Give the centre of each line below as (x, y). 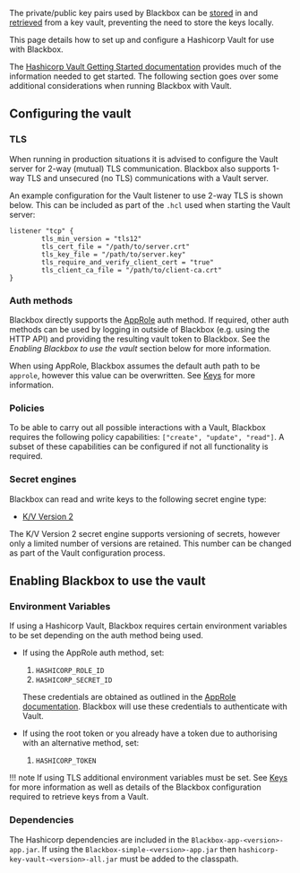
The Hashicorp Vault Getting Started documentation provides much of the (146, 67)
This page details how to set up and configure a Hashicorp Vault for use (142, 40)
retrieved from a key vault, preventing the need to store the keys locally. (142, 22)
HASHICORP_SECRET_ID (74, 680)
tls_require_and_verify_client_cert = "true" (128, 262)
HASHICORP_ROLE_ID (70, 671)
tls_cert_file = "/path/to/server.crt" (116, 246)
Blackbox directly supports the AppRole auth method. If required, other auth (149, 320)
